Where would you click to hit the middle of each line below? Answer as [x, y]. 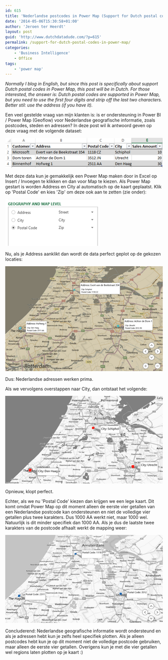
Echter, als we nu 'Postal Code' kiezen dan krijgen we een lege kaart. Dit [79, 501]
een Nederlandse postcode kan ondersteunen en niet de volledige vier [78, 512]
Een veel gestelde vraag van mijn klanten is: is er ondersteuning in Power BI [83, 115]
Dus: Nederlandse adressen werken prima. [49, 379]
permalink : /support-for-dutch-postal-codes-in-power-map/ [68, 43]
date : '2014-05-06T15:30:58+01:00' [42, 21]
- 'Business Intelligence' [42, 53]
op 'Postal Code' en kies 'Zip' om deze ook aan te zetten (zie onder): [76, 192]
